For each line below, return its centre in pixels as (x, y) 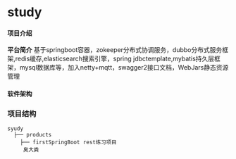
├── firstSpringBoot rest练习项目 (69, 142)
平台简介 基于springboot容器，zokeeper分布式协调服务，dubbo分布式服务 (115, 50)
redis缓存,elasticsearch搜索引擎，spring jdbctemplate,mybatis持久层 (115, 59)
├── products (33, 135)
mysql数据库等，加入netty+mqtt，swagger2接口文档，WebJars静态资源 (124, 68)
